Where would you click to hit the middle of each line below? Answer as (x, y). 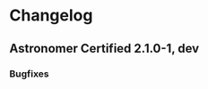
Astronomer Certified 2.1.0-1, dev (104, 49)
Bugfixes (29, 74)
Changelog (51, 16)
